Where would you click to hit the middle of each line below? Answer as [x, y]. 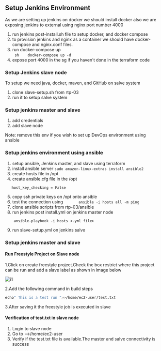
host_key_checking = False [39, 188]
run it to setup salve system [40, 98]
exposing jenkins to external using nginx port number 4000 [64, 25]
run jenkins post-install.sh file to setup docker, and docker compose [80, 34]
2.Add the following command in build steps [49, 289]
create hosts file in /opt [35, 173]
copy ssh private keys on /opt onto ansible [54, 197]
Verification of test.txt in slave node [42, 318]
